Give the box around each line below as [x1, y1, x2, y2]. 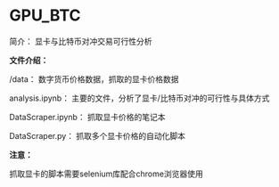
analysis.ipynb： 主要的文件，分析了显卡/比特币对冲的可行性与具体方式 [9, 93, 270, 103]
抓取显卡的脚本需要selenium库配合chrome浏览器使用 [9, 168, 203, 179]
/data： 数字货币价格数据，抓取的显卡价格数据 [9, 73, 179, 85]
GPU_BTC [9, 5, 81, 26]
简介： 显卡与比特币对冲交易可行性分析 [9, 36, 152, 46]
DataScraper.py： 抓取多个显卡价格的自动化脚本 [9, 130, 185, 141]
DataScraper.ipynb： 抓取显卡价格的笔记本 [9, 111, 167, 122]
